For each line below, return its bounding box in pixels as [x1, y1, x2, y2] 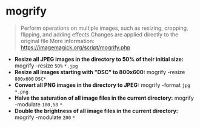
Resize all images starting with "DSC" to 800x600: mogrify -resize [14, 68, 185, 75]
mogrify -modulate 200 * [14, 114, 76, 121]
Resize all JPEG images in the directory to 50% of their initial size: [14, 55, 184, 63]
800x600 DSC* [14, 76, 47, 82]
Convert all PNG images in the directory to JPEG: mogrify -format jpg [14, 81, 190, 89]
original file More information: [20, 37, 95, 44]
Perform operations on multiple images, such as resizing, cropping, [20, 24, 188, 32]
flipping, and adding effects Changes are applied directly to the [20, 30, 179, 38]
